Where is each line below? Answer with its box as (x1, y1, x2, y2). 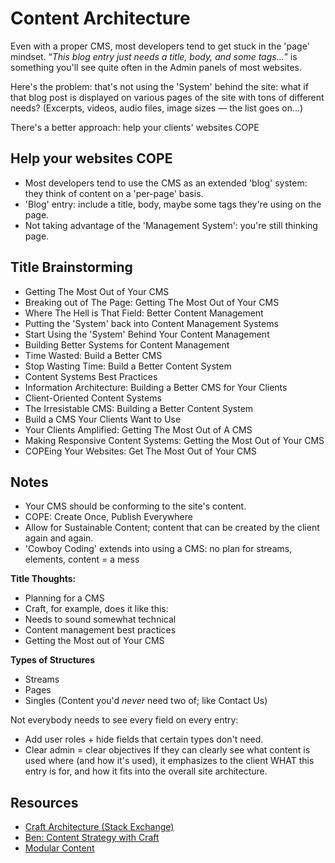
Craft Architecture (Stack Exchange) (24, 821, 175, 833)
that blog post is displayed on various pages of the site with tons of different (10, 91, 325, 103)
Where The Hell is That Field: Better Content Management (24, 307, 264, 319)
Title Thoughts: (10, 573, 77, 585)
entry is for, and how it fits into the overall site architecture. (24, 765, 268, 777)
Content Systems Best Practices (24, 370, 158, 382)
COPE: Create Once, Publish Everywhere (24, 511, 193, 523)
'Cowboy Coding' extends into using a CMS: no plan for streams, (24, 543, 293, 555)
